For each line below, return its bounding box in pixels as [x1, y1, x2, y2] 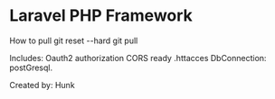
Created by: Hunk [9, 79, 75, 90]
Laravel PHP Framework [9, 5, 193, 26]
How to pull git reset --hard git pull [9, 35, 138, 46]
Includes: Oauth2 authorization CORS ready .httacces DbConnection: [9, 52, 267, 63]
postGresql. [9, 62, 52, 73]
